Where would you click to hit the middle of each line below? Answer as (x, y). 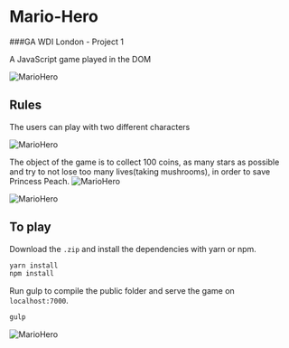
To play (30, 227)
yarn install (34, 265)
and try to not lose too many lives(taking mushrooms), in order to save (140, 171)
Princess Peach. (40, 181)
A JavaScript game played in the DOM (80, 59)
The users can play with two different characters (100, 127)
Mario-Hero (54, 17)
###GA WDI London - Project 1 (67, 42)
